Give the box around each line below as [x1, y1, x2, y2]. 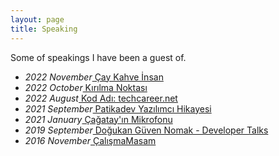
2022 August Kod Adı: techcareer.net [24, 92, 178, 104]
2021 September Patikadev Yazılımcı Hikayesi [24, 102, 212, 115]
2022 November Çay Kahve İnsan [24, 71, 164, 83]
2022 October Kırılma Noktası [24, 81, 148, 93]
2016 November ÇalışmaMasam [24, 134, 157, 146]
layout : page [10, 14, 65, 25]
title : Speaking [10, 24, 78, 34]
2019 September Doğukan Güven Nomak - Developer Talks [24, 124, 269, 136]
